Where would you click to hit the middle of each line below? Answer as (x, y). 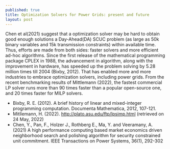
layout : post (19, 19)
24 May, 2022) (28, 120)
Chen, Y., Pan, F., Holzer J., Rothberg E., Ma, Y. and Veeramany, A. (83, 125)
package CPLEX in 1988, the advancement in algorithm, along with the (79, 61)
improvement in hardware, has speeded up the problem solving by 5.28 (80, 66)
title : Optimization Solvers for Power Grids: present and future (77, 15)
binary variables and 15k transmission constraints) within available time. (81, 45)
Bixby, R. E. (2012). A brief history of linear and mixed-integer (77, 103)
